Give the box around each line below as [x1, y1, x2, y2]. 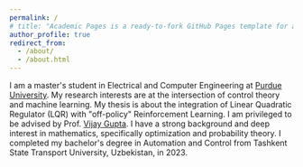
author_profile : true [9, 30, 91, 39]
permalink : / [9, 13, 59, 23]
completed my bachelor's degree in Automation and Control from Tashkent [9, 137, 288, 148]
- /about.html [17, 55, 70, 64]
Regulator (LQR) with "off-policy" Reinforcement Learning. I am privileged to [9, 109, 292, 119]
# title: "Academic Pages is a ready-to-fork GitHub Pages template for [9, 22, 289, 31]
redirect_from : [9, 38, 67, 48]
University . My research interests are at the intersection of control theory [9, 89, 280, 100]
